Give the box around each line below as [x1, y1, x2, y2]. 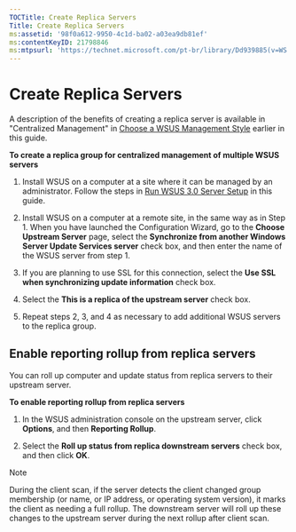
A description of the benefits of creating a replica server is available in [9, 114, 266, 124]
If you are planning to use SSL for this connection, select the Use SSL [21, 267, 277, 278]
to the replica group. [21, 321, 97, 331]
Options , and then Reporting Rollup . [21, 423, 157, 433]
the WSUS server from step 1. [21, 250, 130, 261]
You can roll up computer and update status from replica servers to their [9, 369, 273, 380]
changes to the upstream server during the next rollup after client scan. [9, 512, 270, 523]
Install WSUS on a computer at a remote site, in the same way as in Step [21, 212, 286, 223]
